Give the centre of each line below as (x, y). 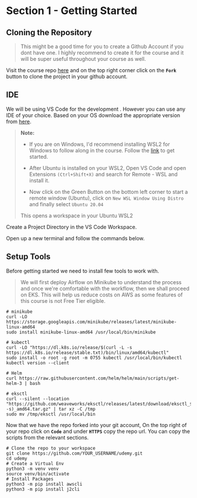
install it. (39, 180)
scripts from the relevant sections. (47, 437)
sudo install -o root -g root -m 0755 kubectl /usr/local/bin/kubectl (94, 358)
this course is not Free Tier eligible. (63, 301)
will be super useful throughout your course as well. (83, 59)
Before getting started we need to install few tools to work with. (83, 271)
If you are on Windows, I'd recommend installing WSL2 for (99, 144)
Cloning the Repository (49, 33)
